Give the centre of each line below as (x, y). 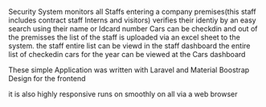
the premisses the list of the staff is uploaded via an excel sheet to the (125, 37)
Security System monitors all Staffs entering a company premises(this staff (132, 12)
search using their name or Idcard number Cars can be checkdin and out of (133, 29)
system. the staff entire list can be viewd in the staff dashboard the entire (129, 46)
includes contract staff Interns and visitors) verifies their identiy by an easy (132, 20)
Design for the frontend (47, 78)
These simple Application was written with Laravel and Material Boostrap (129, 70)
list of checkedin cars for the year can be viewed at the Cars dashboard (127, 54)
